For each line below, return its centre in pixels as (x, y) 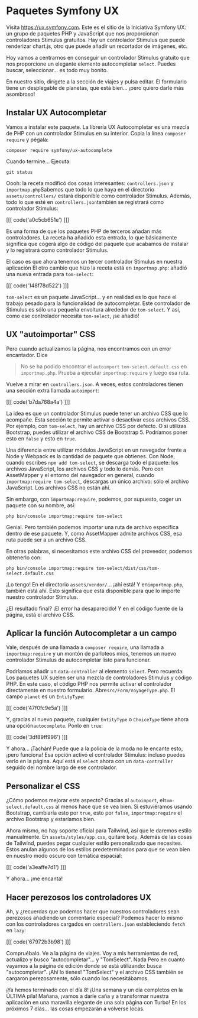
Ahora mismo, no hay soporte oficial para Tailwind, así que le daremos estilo (99, 831)
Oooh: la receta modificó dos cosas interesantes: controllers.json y (90, 183)
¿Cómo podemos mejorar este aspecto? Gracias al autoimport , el (85, 800)
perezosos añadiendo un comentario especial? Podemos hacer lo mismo (95, 918)
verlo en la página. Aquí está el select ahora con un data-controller (90, 761)
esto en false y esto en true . (41, 438)
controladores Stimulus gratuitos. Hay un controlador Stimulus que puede (95, 40)
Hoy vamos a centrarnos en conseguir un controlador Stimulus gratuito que (98, 57)
